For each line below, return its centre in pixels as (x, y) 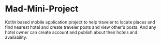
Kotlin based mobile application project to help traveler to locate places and (80, 22)
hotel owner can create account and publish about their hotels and (71, 32)
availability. (16, 37)
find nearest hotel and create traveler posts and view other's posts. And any (80, 27)
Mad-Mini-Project (42, 9)
